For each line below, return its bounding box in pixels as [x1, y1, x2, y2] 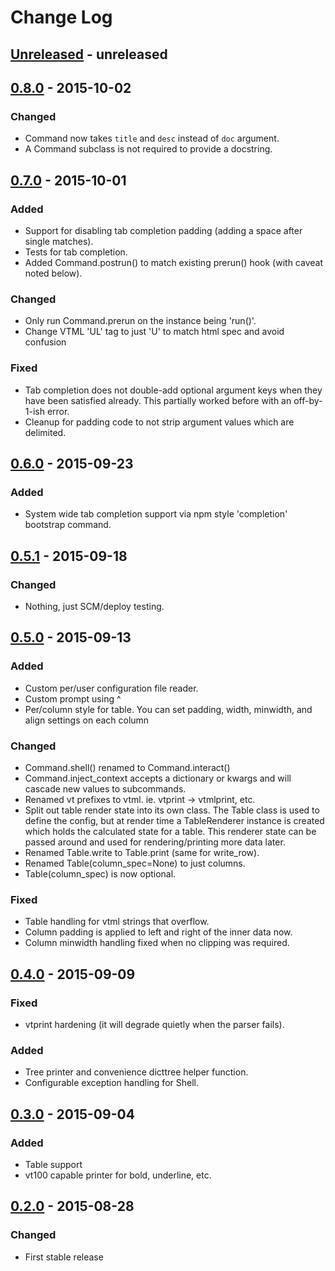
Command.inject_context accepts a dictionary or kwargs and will [24, 772, 292, 784]
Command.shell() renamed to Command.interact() [24, 761, 231, 773]
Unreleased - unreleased [10, 46, 168, 63]
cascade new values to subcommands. [24, 782, 187, 795]
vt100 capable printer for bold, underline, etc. [24, 1169, 212, 1181]
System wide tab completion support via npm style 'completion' [24, 508, 288, 520]
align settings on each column [24, 714, 150, 726]
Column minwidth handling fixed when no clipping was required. [24, 937, 290, 949]
